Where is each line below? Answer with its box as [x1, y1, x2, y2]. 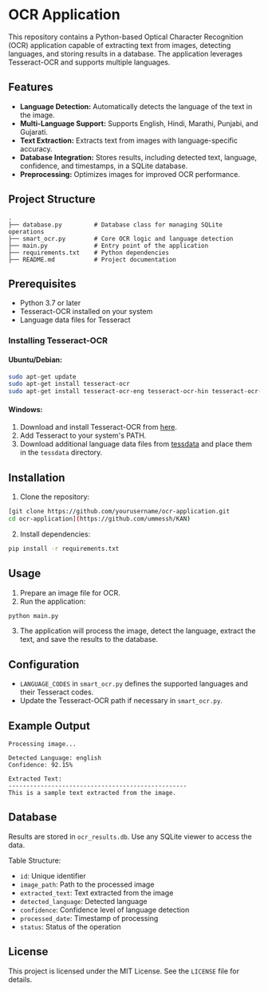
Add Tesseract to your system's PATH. [19, 431, 147, 440]
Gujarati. [19, 127, 48, 136]
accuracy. [19, 144, 53, 153]
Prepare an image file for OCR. [19, 588, 121, 597]
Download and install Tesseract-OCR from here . [19, 423, 178, 432]
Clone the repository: [19, 492, 90, 501]
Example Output [8, 719, 90, 733]
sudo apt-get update [8, 372, 77, 380]
